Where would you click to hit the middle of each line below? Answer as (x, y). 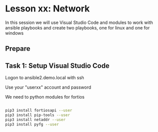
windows (14, 33)
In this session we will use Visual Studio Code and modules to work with (79, 22)
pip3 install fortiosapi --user (39, 111)
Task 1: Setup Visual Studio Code (57, 66)
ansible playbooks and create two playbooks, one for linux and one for (78, 27)
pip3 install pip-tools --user (38, 115)
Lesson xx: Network (48, 9)
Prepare (18, 49)
